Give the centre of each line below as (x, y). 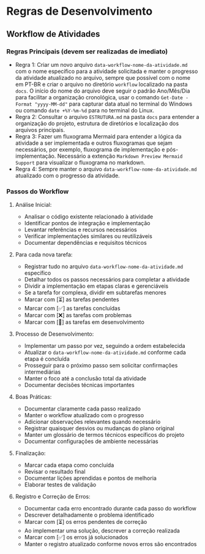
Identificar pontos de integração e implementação (87, 223)
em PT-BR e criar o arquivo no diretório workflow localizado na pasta (101, 84)
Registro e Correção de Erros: (53, 497)
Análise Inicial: (33, 205)
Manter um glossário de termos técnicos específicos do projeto (104, 435)
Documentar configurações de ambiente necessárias (91, 441)
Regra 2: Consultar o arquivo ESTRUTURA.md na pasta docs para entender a (107, 117)
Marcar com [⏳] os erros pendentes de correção (86, 522)
